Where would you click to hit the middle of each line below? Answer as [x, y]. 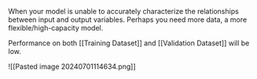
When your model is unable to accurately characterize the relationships [124, 11]
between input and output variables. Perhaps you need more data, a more [128, 20]
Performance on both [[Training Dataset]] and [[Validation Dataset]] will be [129, 43]
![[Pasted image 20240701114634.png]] [72, 66]
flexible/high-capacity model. [56, 28]
